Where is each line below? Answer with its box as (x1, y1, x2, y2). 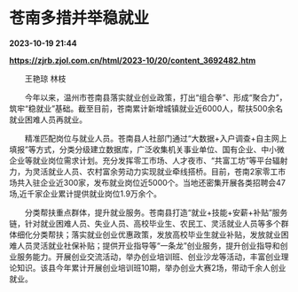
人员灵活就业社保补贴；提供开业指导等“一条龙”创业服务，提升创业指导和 (16, 240, 281, 250)
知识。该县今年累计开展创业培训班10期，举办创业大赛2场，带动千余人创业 (16, 262, 286, 273)
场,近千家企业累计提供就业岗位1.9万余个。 (9, 188, 162, 199)
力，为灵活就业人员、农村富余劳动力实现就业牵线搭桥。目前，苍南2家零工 (9, 165, 278, 177)
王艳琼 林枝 (24, 73, 67, 84)
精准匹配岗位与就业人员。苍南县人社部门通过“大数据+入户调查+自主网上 (24, 133, 287, 143)
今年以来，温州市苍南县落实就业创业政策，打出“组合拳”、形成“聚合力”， (24, 92, 287, 103)
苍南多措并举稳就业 (9, 8, 150, 28)
